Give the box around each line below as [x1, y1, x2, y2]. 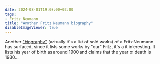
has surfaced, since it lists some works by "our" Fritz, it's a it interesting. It [5, 44, 156, 50]
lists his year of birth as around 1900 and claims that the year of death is [5, 49, 151, 55]
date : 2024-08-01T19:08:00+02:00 [5, 7, 74, 12]
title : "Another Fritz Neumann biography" [5, 21, 93, 26]
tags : [5, 12, 16, 17]
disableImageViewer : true [5, 25, 58, 30]
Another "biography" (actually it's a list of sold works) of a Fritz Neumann [5, 39, 154, 44]
